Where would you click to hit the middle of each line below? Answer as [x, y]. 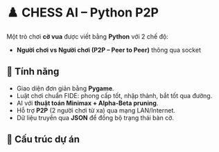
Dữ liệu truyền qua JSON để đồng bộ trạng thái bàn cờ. [95, 117]
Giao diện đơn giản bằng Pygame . [65, 88]
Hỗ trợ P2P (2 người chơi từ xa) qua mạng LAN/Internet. [96, 110]
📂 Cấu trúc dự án [43, 139]
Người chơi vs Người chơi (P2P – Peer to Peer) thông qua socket [109, 50]
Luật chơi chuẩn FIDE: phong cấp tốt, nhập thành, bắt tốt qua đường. [114, 95]
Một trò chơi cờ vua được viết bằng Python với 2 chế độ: [88, 36]
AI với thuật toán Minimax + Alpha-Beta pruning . [87, 103]
